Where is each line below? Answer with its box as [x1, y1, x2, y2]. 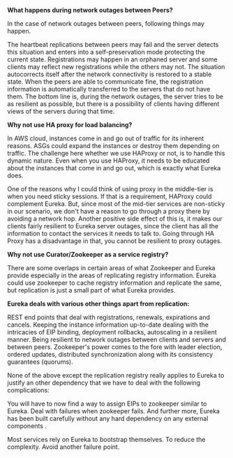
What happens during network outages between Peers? [7, 6, 173, 14]
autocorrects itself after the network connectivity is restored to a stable [7, 70, 212, 78]
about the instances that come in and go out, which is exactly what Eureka [7, 164, 221, 172]
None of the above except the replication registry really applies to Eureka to [7, 371, 225, 379]
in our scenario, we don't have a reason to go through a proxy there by [7, 207, 211, 215]
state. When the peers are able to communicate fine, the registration [7, 77, 204, 86]
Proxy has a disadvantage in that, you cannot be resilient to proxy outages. [7, 237, 222, 245]
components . [7, 422, 47, 430]
